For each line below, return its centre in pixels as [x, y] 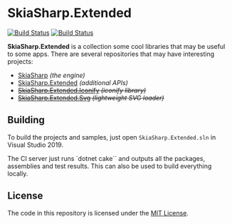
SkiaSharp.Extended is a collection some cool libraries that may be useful [116, 46]
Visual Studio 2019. [36, 145]
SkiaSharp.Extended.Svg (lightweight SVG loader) [91, 98]
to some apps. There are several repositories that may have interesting [111, 54]
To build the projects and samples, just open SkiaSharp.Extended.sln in [112, 137]
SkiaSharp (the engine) [51, 75]
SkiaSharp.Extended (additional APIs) [73, 82]
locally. [18, 173]
